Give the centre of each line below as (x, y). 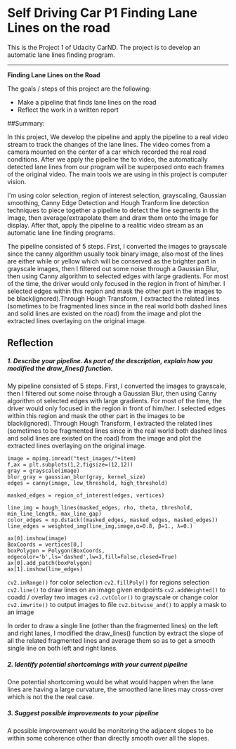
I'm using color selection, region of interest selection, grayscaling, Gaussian (117, 195)
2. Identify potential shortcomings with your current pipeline (98, 664)
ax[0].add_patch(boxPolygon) (50, 564)
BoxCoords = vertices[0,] (45, 545)
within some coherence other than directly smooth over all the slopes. (108, 738)
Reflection (31, 343)
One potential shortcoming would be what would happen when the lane (111, 682)
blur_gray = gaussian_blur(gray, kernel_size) (77, 477)
